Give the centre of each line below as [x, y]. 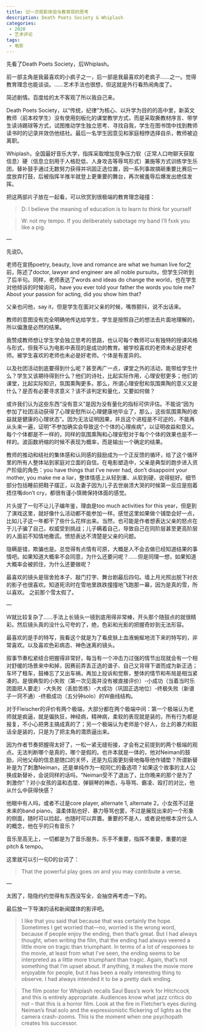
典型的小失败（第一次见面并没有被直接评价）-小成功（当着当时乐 [114, 681]
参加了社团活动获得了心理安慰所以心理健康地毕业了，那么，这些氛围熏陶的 [99, 411]
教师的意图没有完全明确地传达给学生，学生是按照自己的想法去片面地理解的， [102, 319]
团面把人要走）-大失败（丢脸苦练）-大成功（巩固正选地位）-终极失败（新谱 [100, 688]
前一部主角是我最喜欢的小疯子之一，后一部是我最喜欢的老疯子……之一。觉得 [101, 77]
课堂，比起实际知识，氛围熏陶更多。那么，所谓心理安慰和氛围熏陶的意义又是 [102, 383]
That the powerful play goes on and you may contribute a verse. [101, 871]
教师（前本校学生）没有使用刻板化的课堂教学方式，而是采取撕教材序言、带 [99, 118]
